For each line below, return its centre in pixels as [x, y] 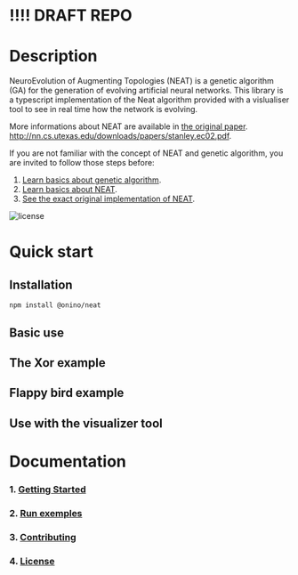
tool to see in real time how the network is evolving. [104, 109]
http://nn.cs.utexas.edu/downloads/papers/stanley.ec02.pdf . [121, 136]
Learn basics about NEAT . [69, 190]
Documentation [68, 462]
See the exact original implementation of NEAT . [109, 199]
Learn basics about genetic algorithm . [92, 180]
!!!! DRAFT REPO [71, 16]
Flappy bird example [67, 393]
